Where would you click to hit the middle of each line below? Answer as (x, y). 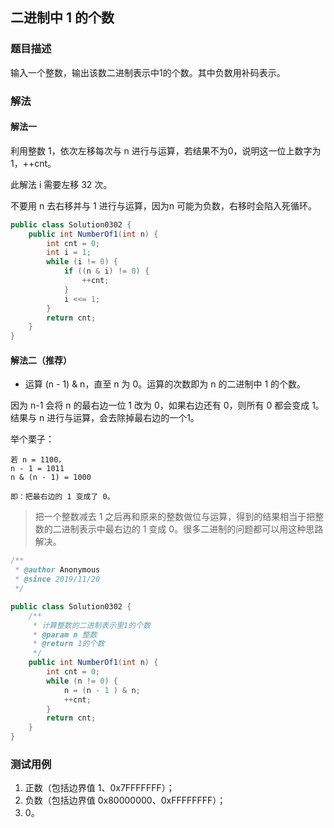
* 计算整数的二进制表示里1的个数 (91, 625)
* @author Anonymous (57, 570)
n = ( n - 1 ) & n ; (102, 690)
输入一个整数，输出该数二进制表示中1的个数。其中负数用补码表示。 (148, 72)
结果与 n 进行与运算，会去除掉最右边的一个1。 (105, 418)
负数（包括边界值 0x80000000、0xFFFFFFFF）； (125, 800)
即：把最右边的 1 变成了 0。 (62, 497)
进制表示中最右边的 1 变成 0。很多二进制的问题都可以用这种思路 (192, 529)
